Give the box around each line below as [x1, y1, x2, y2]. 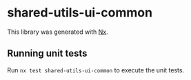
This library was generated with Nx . [7, 28, 108, 36]
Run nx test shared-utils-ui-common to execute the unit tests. [7, 66, 185, 74]
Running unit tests [7, 48, 88, 59]
